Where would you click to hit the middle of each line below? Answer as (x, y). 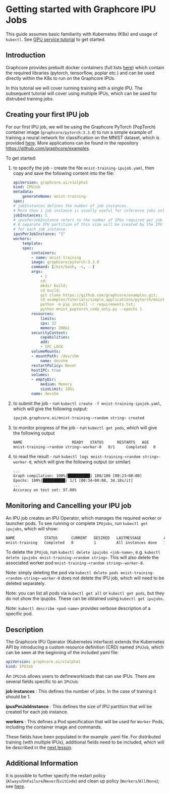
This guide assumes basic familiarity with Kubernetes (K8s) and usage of (82, 34)
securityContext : (49, 333)
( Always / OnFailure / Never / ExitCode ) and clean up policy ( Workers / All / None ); (83, 781)
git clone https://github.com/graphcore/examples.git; (99, 295)
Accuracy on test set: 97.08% (45, 490)
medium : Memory (56, 384)
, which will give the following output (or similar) (81, 462)
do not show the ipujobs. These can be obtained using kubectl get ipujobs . (85, 599)
